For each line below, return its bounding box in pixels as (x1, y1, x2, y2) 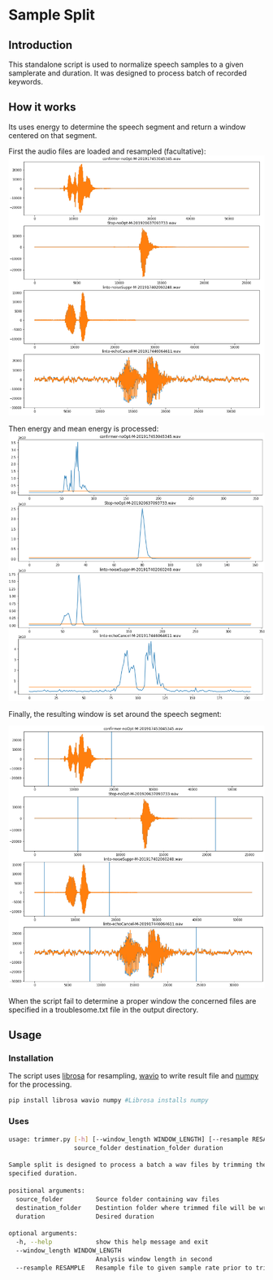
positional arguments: (8, 1187, 85, 1195)
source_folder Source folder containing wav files (15, 1195, 220, 1204)
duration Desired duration (15, 1213, 154, 1221)
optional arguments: (8, 1230, 79, 1238)
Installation (8, 1052, 54, 1064)
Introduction (8, 38, 73, 52)
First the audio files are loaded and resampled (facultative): (8, 146, 206, 156)
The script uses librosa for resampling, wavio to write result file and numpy (8, 1071, 259, 1081)
